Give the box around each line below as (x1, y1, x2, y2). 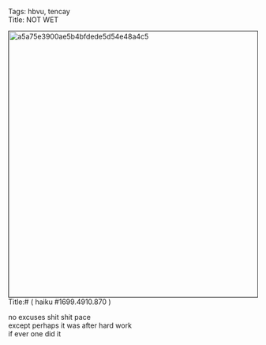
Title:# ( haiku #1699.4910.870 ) (8, 297, 112, 306)
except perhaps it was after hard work (8, 321, 133, 330)
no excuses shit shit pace (8, 313, 91, 321)
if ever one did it (8, 329, 62, 338)
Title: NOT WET (8, 15, 59, 24)
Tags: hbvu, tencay (8, 7, 71, 16)
